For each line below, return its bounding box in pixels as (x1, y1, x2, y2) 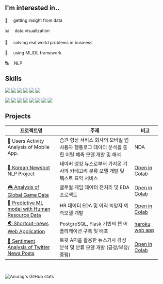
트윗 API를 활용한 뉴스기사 (59, 237, 116, 244)
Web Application (7, 228, 45, 234)
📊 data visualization (5, 28, 50, 33)
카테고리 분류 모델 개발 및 (69, 167, 125, 174)
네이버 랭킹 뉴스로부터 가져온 (59, 160, 122, 167)
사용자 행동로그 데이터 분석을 (59, 144, 122, 151)
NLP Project (7, 170, 35, 177)
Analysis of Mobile (7, 144, 50, 150)
